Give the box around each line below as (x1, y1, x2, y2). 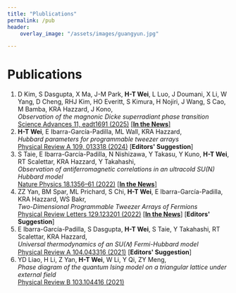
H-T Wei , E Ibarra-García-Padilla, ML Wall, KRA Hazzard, (17, 128, 182, 136)
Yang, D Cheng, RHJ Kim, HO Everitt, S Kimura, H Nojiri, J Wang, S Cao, (17, 97, 226, 106)
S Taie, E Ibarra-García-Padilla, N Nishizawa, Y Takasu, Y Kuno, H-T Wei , (17, 150, 230, 159)
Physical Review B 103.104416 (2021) (17, 278, 125, 287)
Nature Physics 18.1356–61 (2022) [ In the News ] (17, 180, 157, 189)
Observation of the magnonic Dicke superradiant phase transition (17, 112, 209, 121)
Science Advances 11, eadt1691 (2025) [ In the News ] (17, 120, 171, 128)
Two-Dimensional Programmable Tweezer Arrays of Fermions (17, 203, 198, 211)
